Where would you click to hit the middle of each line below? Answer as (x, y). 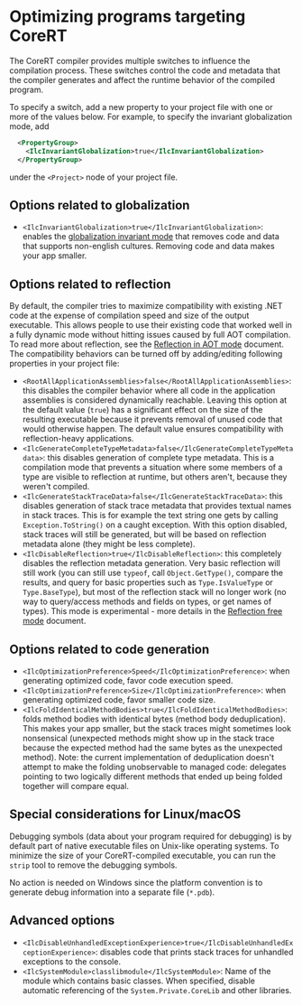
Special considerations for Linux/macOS (125, 814)
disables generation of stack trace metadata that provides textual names (157, 506)
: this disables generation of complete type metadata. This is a (159, 458)
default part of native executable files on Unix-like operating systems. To (144, 845)
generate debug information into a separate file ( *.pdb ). (112, 892)
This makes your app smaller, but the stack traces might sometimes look (156, 728)
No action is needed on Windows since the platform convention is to (136, 882)
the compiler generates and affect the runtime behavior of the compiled (142, 79)
